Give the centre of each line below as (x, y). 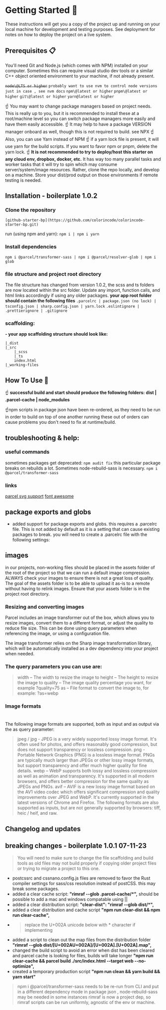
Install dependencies (31, 247)
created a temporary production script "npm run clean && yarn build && (86, 971)
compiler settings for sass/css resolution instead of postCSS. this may (84, 883)
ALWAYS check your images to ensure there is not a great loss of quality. (80, 578)
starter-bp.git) (22, 225)
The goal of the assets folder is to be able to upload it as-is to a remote (78, 583)
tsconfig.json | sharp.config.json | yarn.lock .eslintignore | (72, 307)
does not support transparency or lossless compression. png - (81, 750)
